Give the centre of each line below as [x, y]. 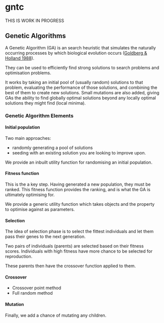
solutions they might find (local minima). [46, 103]
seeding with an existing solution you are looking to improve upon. [79, 152]
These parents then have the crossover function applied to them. [70, 266]
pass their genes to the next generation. [45, 237]
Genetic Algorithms [35, 36]
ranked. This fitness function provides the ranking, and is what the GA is [78, 190]
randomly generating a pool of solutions [52, 148]
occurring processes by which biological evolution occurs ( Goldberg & [76, 53]
